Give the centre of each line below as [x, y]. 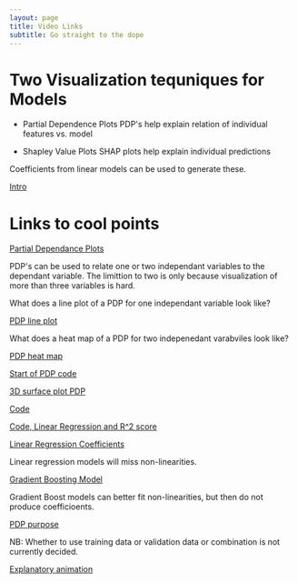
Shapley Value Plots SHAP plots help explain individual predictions [146, 152]
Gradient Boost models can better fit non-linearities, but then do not [136, 498]
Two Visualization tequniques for [137, 80]
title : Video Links [46, 26]
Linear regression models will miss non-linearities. [103, 462]
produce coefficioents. [52, 507]
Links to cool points [84, 223]
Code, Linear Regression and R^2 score [83, 427]
